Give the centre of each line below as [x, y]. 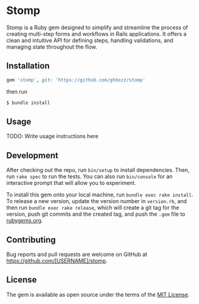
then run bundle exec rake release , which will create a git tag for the [93, 208]
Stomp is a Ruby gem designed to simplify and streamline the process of [97, 27]
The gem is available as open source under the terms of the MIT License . [98, 294]
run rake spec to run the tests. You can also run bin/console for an [89, 176]
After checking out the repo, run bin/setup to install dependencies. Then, [98, 170]
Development [33, 155]
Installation [28, 66]
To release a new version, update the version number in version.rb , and [97, 201]
